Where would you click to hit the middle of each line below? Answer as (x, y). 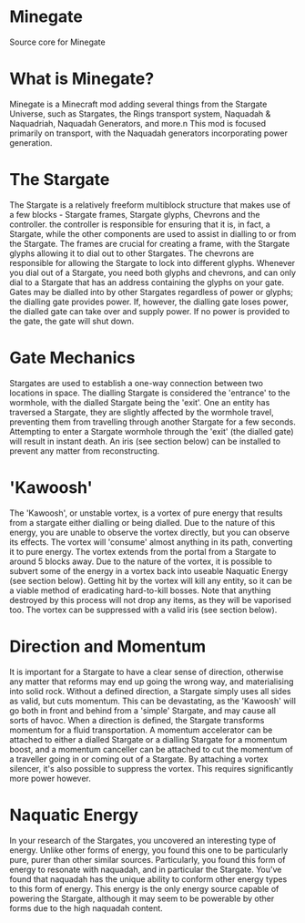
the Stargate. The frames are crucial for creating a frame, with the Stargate (150, 243)
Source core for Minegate (58, 42)
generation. (31, 142)
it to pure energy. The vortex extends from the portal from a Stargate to (143, 551)
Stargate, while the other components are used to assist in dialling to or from (153, 233)
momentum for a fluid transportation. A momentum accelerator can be (141, 730)
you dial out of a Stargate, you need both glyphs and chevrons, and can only (153, 272)
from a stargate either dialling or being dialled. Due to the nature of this (142, 522)
